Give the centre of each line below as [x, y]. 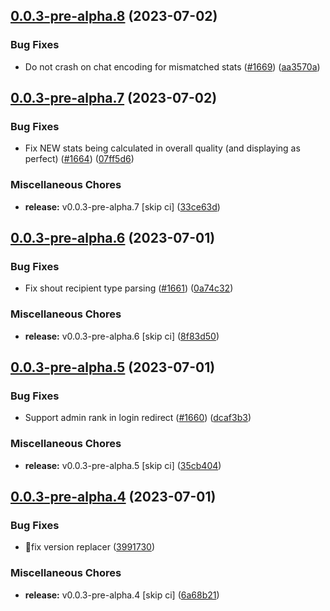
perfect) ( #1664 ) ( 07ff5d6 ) [79, 159]
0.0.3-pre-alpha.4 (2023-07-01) [113, 497]
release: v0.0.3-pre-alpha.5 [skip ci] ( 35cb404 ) [123, 465]
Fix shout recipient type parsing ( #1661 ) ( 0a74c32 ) [129, 288]
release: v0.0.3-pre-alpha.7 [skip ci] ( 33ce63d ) [122, 206]
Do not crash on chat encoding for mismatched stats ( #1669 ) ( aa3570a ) [172, 66]
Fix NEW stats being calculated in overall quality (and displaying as [162, 148]
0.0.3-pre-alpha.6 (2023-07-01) [113, 238]
